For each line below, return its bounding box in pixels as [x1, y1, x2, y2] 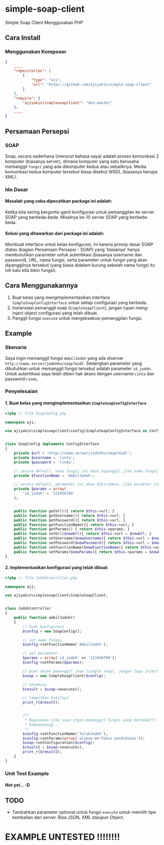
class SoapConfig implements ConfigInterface [5, 442, 99, 447]
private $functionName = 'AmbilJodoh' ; [14, 473, 95, 478]
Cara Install [5, 34, 41, 42]
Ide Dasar [5, 186, 28, 193]
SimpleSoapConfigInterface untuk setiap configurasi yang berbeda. [12, 299, 147, 306]
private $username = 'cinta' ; [14, 455, 76, 460]
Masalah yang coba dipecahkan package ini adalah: [5, 198, 112, 204]
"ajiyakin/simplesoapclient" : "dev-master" [22, 100, 112, 105]
